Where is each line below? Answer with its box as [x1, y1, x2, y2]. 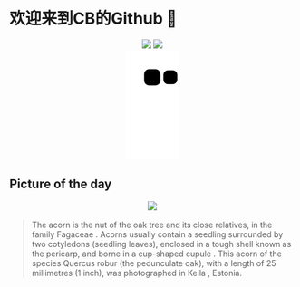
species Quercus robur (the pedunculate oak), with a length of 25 [31, 257, 276, 268]
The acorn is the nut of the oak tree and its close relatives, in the [31, 219, 273, 230]
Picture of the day [9, 177, 112, 192]
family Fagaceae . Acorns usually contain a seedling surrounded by [31, 228, 284, 240]
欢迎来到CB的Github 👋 [9, 8, 178, 29]
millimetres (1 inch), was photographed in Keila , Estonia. [31, 267, 243, 278]
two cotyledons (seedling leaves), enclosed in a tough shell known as [31, 238, 292, 249]
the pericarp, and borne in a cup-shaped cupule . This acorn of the [31, 248, 283, 259]
